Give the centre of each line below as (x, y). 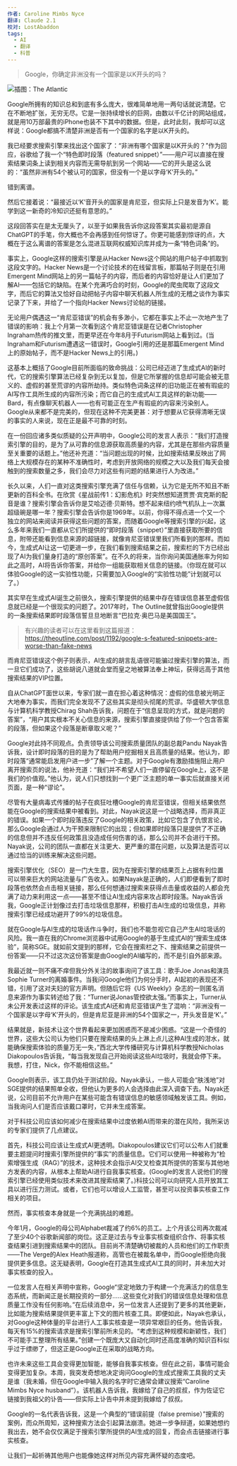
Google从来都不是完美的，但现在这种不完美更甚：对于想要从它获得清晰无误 (117, 411)
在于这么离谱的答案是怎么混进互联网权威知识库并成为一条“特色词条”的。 (118, 243)
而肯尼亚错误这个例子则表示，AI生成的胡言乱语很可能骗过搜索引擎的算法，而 (119, 660)
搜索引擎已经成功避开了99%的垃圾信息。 (67, 914)
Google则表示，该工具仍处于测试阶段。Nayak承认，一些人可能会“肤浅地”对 (116, 1080)
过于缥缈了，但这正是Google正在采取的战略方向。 (86, 1348)
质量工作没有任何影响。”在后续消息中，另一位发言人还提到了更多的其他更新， (119, 1305)
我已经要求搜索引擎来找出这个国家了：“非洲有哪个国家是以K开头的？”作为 (114, 145)
